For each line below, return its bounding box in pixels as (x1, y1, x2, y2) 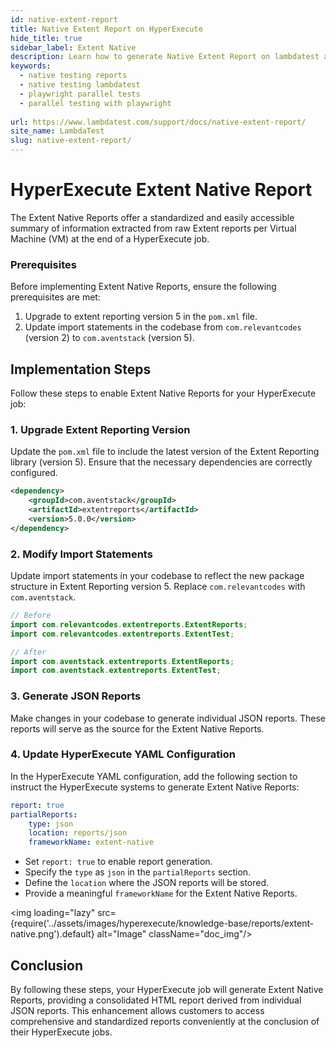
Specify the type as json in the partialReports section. (24, 866, 252, 878)
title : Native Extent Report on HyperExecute (10, 24, 203, 34)
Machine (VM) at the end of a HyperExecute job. (10, 232, 210, 245)
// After (10, 647, 47, 657)
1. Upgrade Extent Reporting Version (10, 422, 191, 436)
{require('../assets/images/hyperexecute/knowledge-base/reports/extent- (10, 917, 315, 930)
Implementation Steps (10, 361, 152, 378)
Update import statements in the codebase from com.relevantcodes (24, 321, 302, 333)
